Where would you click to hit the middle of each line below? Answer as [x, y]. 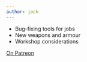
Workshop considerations [47, 41]
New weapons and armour [48, 35]
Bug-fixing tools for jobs [45, 29]
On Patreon [20, 53]
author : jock [22, 12]
